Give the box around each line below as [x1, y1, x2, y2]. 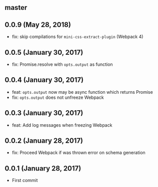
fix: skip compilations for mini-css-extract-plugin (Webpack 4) [11, 34, 143, 40]
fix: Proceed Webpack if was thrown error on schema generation [11, 150, 145, 156]
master [4, 3, 27, 12]
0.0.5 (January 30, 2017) [4, 48, 83, 56]
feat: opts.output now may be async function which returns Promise [11, 89, 153, 95]
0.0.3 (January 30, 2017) [4, 109, 83, 117]
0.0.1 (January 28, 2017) [4, 164, 81, 173]
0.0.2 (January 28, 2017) [4, 137, 83, 145]
